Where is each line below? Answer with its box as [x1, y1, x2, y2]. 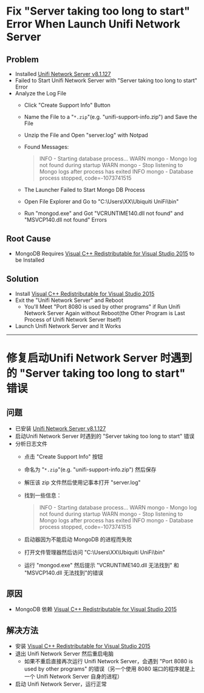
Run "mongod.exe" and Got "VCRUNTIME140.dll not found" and [24, 210, 184, 217]
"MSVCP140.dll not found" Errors [24, 216, 107, 223]
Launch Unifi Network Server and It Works [15, 322, 121, 329]
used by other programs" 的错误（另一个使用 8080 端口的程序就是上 [24, 665, 195, 672]
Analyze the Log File [15, 90, 67, 97]
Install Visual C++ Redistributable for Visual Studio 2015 [15, 290, 155, 297]
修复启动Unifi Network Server [6, 351, 158, 365]
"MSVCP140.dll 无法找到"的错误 [24, 569, 104, 576]
